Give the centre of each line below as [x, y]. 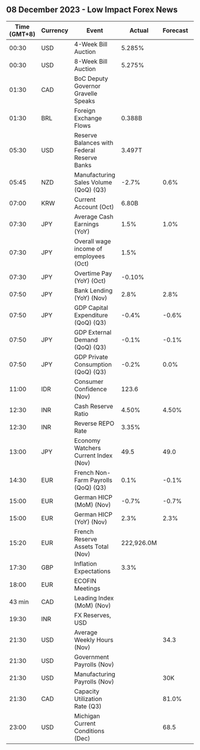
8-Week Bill [91, 61]
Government [91, 657]
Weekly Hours [94, 640]
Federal [85, 150]
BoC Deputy [91, 78]
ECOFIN [85, 580]
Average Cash [94, 216]
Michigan [87, 716]
